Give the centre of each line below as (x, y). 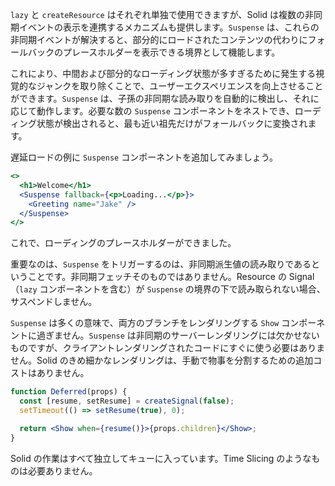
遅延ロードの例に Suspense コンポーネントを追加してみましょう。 (144, 157)
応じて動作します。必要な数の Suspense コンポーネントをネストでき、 (152, 111)
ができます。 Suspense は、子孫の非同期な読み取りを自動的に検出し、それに (165, 98)
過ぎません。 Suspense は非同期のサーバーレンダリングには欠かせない (178, 335)
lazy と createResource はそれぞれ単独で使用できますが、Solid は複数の (158, 14)
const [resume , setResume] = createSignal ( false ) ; (127, 401)
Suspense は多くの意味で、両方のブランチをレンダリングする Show (145, 323)
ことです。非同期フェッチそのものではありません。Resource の (157, 277)
